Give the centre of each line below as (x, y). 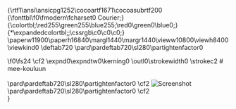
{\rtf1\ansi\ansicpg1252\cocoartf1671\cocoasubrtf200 (85, 10)
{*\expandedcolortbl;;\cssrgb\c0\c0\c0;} (66, 32)
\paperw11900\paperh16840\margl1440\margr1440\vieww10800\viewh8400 (118, 40)
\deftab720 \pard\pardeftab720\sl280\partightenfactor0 (122, 47)
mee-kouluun (27, 69)
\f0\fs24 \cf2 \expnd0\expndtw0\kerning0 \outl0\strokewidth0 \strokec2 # (115, 61)
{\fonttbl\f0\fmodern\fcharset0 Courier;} (66, 18)
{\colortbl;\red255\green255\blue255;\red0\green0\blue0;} (93, 25)
